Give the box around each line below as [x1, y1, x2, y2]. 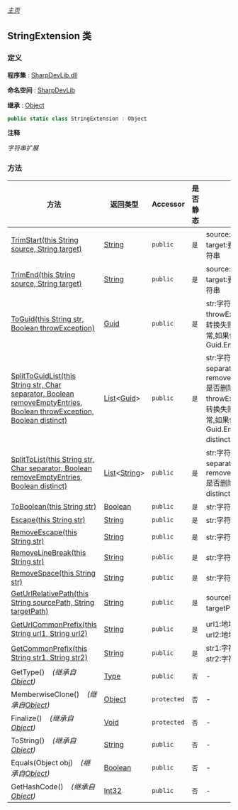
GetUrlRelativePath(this [11, 588, 89, 598]
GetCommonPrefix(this [11, 643, 87, 653]
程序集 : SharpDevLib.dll [7, 70, 78, 79]
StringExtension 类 [7, 30, 92, 42]
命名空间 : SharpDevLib [7, 85, 76, 94]
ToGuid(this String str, [11, 314, 84, 324]
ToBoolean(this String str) [11, 501, 97, 511]
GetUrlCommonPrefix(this [11, 620, 98, 630]
